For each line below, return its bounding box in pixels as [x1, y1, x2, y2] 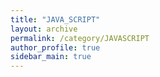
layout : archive [10, 24, 78, 34]
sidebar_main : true [10, 52, 92, 62]
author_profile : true [10, 42, 101, 53]
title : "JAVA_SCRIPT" [10, 14, 101, 25]
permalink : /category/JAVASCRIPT [10, 33, 150, 43]
